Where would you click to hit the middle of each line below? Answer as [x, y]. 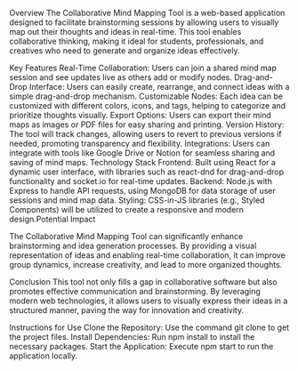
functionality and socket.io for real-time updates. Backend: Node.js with [141, 181]
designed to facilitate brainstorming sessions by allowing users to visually [144, 22]
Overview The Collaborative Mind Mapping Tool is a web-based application [147, 13]
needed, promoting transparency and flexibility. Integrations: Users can [140, 143]
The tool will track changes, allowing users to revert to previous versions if [145, 134]
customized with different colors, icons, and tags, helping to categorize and [148, 105]
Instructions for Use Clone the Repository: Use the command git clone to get [149, 327]
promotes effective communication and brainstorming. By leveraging [135, 291]
